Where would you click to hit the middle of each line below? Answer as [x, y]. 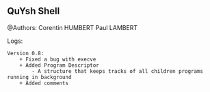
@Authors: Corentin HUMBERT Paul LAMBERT [73, 27]
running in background [39, 77]
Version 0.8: [26, 53]
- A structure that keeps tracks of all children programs [118, 71]
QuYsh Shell [34, 11]
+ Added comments [44, 83]
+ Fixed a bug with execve [58, 59]
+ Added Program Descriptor [59, 65]
